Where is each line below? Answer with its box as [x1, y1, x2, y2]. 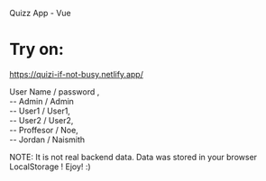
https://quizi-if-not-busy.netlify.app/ [9, 68, 144, 79]
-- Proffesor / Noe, [9, 124, 78, 135]
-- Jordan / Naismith [9, 134, 86, 145]
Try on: [9, 40, 65, 59]
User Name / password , [9, 86, 100, 97]
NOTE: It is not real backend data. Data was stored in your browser [9, 151, 258, 162]
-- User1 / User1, [9, 105, 70, 116]
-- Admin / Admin [9, 95, 75, 106]
